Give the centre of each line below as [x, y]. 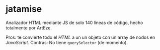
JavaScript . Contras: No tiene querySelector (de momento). [67, 42]
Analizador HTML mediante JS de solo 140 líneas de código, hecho [74, 23]
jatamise [24, 9]
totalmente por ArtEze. [29, 27]
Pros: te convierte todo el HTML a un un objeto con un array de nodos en [80, 37]
